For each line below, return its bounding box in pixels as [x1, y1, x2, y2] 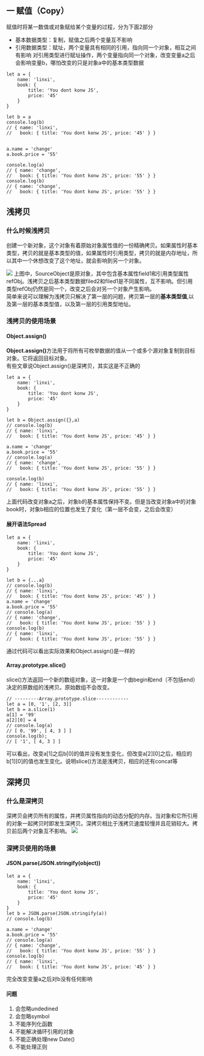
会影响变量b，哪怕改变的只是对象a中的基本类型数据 [15, 59, 144, 66]
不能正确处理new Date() [15, 1036, 75, 1043]
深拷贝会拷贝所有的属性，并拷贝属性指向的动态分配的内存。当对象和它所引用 [6, 812, 198, 819]
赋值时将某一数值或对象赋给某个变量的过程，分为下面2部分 [6, 23, 154, 31]
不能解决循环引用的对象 [15, 1028, 74, 1035]
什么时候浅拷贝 [6, 226, 50, 235]
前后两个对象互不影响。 [11, 827, 70, 835]
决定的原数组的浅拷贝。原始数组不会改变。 [6, 684, 113, 691]
